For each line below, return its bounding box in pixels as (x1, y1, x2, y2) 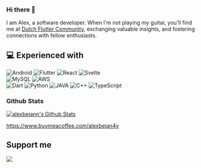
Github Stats (6, 97, 44, 105)
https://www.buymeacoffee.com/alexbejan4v (6, 122, 119, 129)
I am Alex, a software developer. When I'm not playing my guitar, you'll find (6, 19, 192, 26)
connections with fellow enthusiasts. (6, 32, 97, 39)
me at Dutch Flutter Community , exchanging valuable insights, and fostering (6, 25, 195, 33)
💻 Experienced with (6, 50, 84, 60)
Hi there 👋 (6, 5, 36, 14)
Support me (6, 140, 52, 150)
